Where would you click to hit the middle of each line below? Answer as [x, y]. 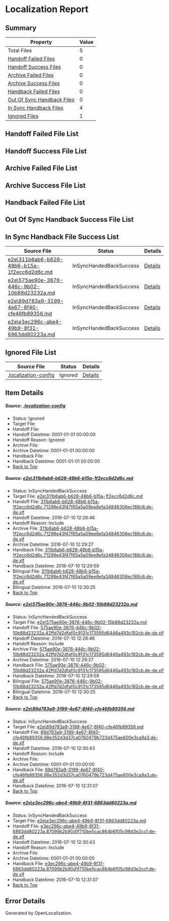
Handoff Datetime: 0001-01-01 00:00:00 [54, 435]
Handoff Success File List [46, 151]
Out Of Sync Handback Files [41, 100]
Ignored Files [23, 116]
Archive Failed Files [31, 75]
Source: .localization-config [35, 406]
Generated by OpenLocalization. [39, 913]
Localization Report [47, 9]
